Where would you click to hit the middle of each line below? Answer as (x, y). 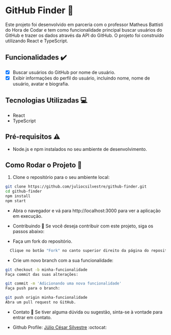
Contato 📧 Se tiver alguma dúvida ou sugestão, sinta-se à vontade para (88, 312)
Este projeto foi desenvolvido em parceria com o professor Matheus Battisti (84, 24)
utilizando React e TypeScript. (37, 41)
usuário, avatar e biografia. (41, 84)
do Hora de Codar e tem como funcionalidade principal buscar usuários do (84, 30)
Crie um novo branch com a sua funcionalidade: (63, 260)
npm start (16, 201)
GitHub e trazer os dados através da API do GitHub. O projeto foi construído (85, 35)
